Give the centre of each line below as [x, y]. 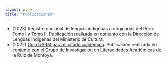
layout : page [19, 10]
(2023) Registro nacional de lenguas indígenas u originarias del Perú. [83, 28]
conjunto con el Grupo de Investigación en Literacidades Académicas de [87, 50]
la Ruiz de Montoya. [33, 55]
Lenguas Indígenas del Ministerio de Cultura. [58, 39]
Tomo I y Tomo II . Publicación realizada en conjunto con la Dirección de [85, 34]
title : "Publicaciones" [30, 14]
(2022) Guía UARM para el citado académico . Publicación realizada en [84, 44]
